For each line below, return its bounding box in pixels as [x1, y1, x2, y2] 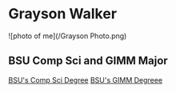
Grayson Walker [8, 5, 118, 23]
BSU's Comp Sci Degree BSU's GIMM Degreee [8, 75, 162, 84]
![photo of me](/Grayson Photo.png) [8, 31, 127, 41]
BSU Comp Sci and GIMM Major [8, 54, 168, 68]
